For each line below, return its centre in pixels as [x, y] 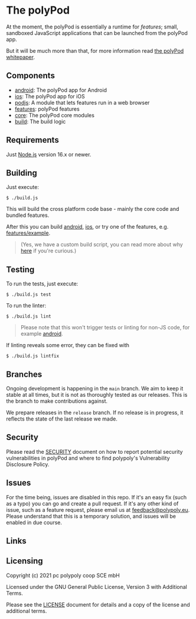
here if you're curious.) [48, 251]
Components [30, 76]
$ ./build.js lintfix [33, 356]
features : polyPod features [47, 109]
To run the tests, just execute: [42, 284]
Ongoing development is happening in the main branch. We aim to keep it [95, 388]
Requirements [32, 140]
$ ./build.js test [29, 295]
